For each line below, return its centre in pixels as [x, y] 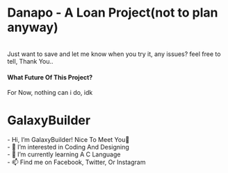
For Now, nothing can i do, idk [50, 93]
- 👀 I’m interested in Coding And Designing [68, 147]
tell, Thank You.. [30, 61]
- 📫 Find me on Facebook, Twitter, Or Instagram [76, 162]
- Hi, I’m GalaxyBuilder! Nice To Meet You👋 [68, 140]
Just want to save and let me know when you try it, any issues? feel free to [114, 54]
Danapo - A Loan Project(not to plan [113, 13]
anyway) [33, 27]
